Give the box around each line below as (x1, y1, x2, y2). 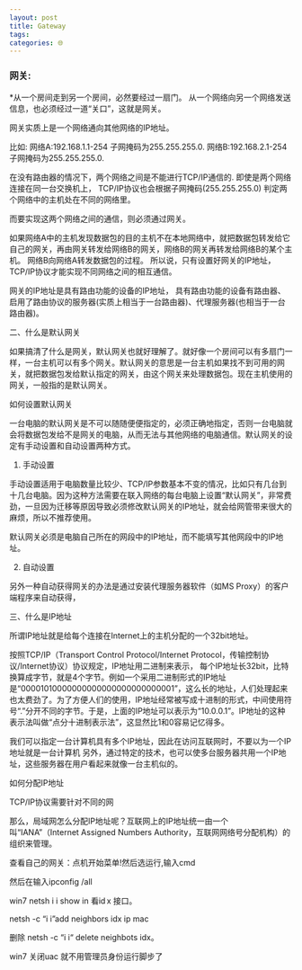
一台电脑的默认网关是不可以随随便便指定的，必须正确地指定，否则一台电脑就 (9, 417, 293, 428)
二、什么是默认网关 (9, 326, 81, 337)
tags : (9, 30, 30, 39)
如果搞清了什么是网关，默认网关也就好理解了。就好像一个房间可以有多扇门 (9, 345, 285, 356)
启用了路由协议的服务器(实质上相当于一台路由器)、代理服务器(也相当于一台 (9, 296, 286, 307)
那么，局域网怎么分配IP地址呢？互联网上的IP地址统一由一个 (9, 815, 229, 826)
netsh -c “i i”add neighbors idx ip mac (9, 913, 149, 924)
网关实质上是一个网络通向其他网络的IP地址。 (9, 122, 174, 133)
